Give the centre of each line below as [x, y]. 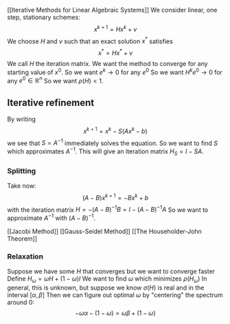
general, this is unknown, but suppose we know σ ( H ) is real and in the [106, 288]
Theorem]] [22, 239]
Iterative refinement [51, 102]
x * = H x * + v [115, 52]
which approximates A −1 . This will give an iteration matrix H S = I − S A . [106, 151]
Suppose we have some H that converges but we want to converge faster [111, 272]
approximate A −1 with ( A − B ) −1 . [51, 217]
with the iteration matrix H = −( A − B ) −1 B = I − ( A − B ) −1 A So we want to [108, 209]
